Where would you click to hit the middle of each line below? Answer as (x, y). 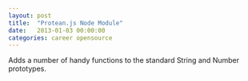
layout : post (30, 15)
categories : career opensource (60, 38)
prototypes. (27, 69)
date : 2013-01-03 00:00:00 (57, 30)
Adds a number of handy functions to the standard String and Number (124, 60)
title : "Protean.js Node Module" (66, 23)
